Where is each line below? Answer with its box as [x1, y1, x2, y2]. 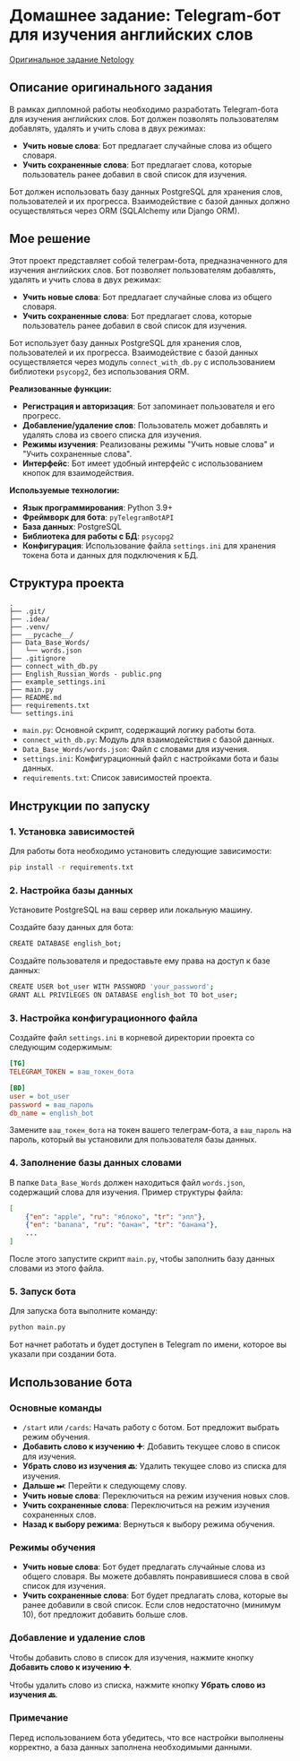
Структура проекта [9, 575, 124, 591]
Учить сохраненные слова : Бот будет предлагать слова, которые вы [21, 1590, 288, 1601]
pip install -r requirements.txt [9, 863, 134, 872]
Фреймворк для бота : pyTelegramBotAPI [21, 512, 175, 522]
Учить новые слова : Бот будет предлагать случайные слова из [21, 1561, 266, 1573]
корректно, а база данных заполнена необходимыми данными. [9, 1741, 253, 1752]
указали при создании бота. [9, 1349, 116, 1360]
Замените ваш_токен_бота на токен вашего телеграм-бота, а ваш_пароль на [9, 1125, 292, 1135]
